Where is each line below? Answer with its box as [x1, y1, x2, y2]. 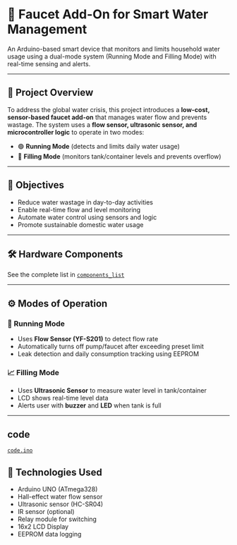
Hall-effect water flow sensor [17, 492, 103, 501]
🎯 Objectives [7, 179, 65, 191]
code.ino [7, 447, 33, 454]
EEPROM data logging [17, 529, 82, 538]
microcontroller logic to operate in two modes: [7, 128, 145, 136]
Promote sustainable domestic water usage [17, 220, 144, 228]
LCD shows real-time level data [17, 394, 109, 403]
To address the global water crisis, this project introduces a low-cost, [7, 105, 210, 114]
